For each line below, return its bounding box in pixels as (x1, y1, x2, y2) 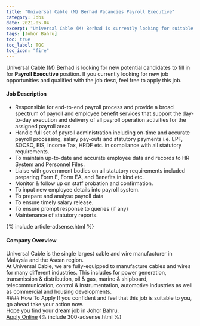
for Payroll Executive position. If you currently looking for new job (6, 70, 169, 78)
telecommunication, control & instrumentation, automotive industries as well (6, 282, 193, 289)
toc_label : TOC (6, 42, 44, 48)
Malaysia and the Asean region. (6, 256, 84, 263)
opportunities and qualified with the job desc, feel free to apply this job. (6, 76, 182, 84)
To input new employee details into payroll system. (14, 186, 140, 193)
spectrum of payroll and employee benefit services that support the (14, 110, 181, 117)
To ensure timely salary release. (14, 198, 94, 206)
